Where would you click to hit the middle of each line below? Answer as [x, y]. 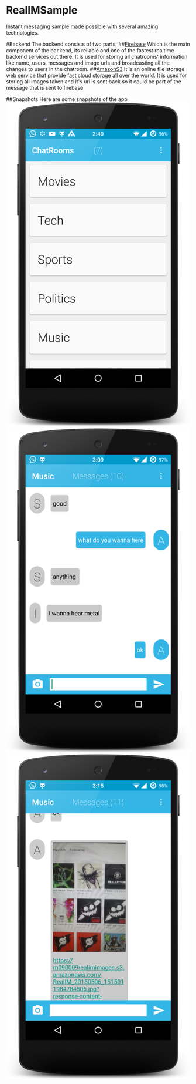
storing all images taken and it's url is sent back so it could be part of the [94, 81]
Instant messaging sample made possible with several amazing [82, 26]
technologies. [23, 32]
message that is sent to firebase [45, 87]
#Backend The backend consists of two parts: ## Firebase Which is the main [98, 44]
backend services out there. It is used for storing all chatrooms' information [97, 56]
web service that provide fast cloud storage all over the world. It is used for [97, 75]
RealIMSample [42, 10]
